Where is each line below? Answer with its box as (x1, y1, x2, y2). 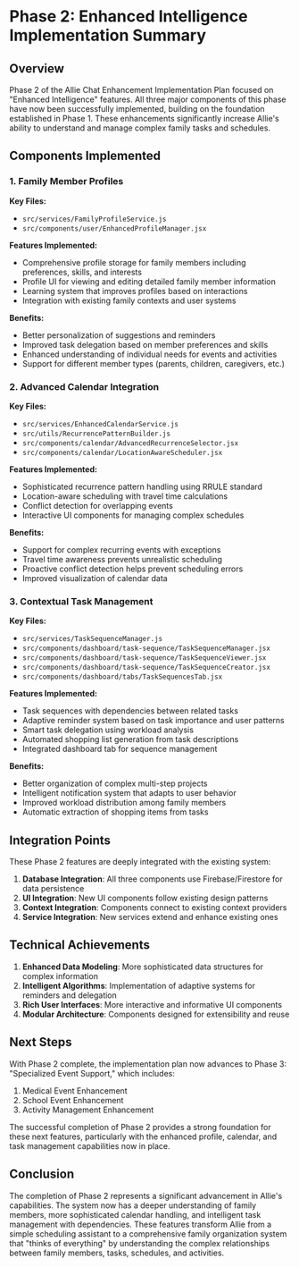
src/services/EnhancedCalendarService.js (21, 419, 179, 428)
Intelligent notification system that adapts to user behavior (21, 788, 237, 798)
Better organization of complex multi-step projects (21, 778, 208, 789)
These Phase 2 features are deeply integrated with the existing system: (9, 857, 271, 867)
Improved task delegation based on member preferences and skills (21, 339, 269, 350)
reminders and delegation (21, 990, 118, 1001)
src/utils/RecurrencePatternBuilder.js (21, 429, 171, 438)
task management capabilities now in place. (9, 1140, 170, 1151)
